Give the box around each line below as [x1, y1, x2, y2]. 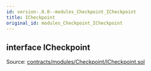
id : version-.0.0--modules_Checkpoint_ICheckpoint [6, 8, 137, 15]
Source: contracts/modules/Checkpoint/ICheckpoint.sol [6, 58, 145, 66]
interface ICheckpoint [6, 42, 91, 52]
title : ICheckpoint [6, 14, 56, 20]
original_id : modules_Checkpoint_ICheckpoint [6, 20, 123, 26]
